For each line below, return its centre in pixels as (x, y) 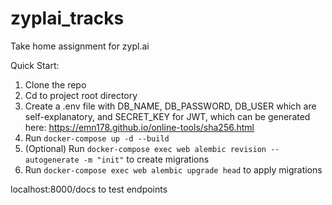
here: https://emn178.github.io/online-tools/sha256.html (139, 127)
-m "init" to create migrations (146, 159)
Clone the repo (55, 84)
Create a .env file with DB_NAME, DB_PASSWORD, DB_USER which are (170, 106)
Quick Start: (35, 65)
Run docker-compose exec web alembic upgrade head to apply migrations (173, 169)
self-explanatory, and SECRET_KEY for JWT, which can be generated (167, 116)
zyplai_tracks (67, 18)
